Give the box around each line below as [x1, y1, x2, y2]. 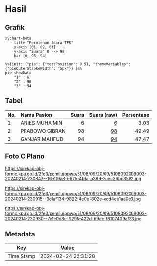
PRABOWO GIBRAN [20, 127, 66, 134]
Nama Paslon [20, 111, 52, 118]
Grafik [5, 23, 25, 31]
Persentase [122, 111, 150, 118]
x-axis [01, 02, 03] [14, 45, 56, 50]
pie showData [5, 70, 32, 75]
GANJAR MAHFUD [20, 135, 64, 142]
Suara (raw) [89, 111, 118, 118]
